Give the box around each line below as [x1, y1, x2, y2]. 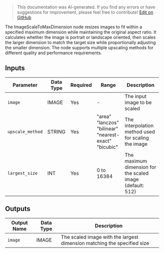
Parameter [12, 82, 38, 88]
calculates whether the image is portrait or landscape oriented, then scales [5, 34, 156, 40]
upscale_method [7, 129, 43, 134]
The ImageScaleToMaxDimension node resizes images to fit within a [5, 24, 143, 30]
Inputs [5, 64, 25, 72]
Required [70, 82, 92, 88]
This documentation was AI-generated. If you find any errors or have [17, 4, 155, 10]
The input [124, 93, 147, 100]
